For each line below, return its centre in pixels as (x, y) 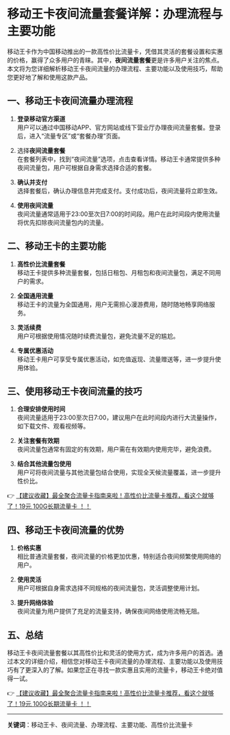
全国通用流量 (35, 296)
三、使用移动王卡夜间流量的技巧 (75, 391)
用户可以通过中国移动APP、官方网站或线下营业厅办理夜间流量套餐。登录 (119, 127)
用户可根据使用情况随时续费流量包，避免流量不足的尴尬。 (98, 336)
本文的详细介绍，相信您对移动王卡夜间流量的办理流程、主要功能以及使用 (115, 661)
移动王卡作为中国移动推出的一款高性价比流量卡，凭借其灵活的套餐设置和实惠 (115, 51)
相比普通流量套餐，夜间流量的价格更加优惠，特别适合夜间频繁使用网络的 (119, 557)
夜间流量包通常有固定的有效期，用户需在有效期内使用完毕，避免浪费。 (116, 449)
